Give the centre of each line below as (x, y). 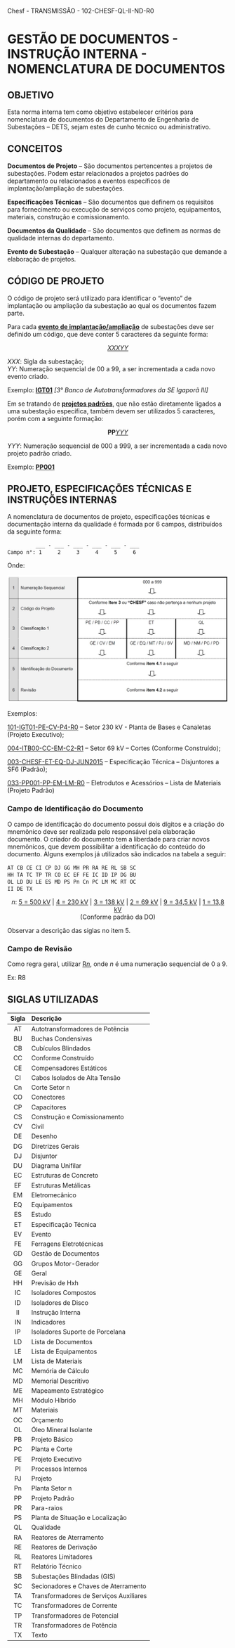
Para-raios (47, 1507)
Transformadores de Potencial (75, 1615)
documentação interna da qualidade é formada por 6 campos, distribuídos (115, 524)
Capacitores (49, 1107)
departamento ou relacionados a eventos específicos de (89, 181)
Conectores (48, 1097)
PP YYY (118, 432)
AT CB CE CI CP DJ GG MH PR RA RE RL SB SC (72, 868)
